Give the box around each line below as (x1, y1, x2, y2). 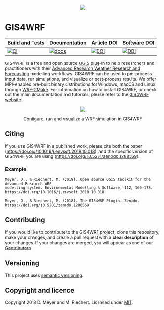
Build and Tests (7, 39, 45, 46)
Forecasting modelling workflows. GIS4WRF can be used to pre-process (5, 70, 152, 76)
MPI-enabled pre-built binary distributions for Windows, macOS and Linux (5, 81, 156, 87)
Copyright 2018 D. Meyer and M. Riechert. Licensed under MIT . (5, 299, 133, 305)
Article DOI (91, 39, 118, 46)
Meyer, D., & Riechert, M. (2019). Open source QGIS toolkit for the (5, 177, 151, 182)
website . (5, 96, 23, 103)
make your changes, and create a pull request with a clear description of (5, 234, 154, 240)
